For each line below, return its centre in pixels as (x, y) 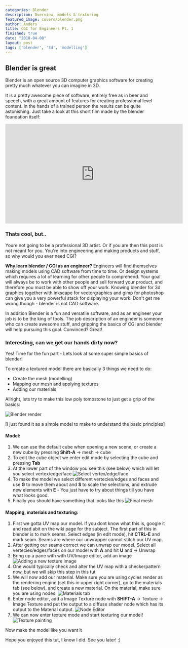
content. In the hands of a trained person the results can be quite (73, 106)
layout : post (19, 43)
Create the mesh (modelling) (42, 379)
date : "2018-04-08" (26, 38)
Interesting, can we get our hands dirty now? (62, 342)
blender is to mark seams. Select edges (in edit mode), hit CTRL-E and (86, 534)
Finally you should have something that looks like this (68, 501)
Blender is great (31, 68)
